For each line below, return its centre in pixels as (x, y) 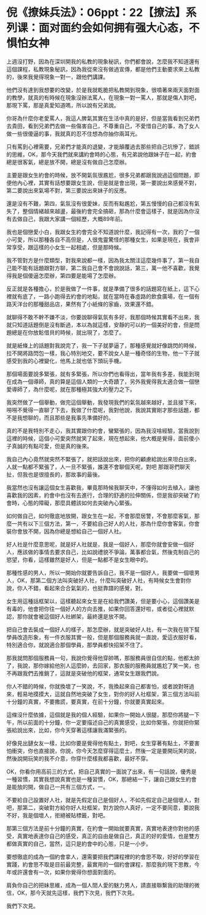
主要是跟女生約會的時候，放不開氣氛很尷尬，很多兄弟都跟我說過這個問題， (100, 175)
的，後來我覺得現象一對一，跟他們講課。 (57, 77)
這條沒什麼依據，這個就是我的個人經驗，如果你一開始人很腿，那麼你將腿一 (100, 714)
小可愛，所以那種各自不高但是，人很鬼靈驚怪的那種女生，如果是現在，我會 (100, 239)
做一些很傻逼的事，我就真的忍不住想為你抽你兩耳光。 (74, 133)
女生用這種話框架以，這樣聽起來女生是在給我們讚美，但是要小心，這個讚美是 (103, 601)
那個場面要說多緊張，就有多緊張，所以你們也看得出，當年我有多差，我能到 (100, 374)
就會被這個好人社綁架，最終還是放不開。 (78, 616)
